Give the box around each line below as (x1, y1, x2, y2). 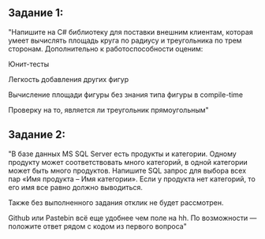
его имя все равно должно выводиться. (8, 182, 144, 192)
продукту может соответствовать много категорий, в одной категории (8, 157, 248, 166)
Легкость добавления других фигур (8, 74, 129, 84)
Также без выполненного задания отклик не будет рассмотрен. (8, 197, 224, 207)
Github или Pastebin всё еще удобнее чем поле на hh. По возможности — (8, 213, 257, 222)
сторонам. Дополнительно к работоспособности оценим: (8, 43, 203, 54)
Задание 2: (8, 128, 65, 141)
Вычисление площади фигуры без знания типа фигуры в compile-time (8, 90, 243, 99)
